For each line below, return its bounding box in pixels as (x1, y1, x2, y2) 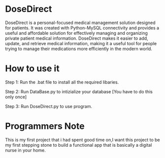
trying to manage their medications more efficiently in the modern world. (5, 46, 153, 52)
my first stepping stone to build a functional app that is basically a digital (5, 142, 152, 148)
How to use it (5, 63, 60, 74)
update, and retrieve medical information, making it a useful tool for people (5, 40, 157, 46)
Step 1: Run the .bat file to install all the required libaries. (5, 79, 119, 85)
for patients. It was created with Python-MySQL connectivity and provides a (5, 25, 159, 30)
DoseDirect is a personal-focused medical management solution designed (5, 20, 156, 26)
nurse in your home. (5, 147, 46, 153)
